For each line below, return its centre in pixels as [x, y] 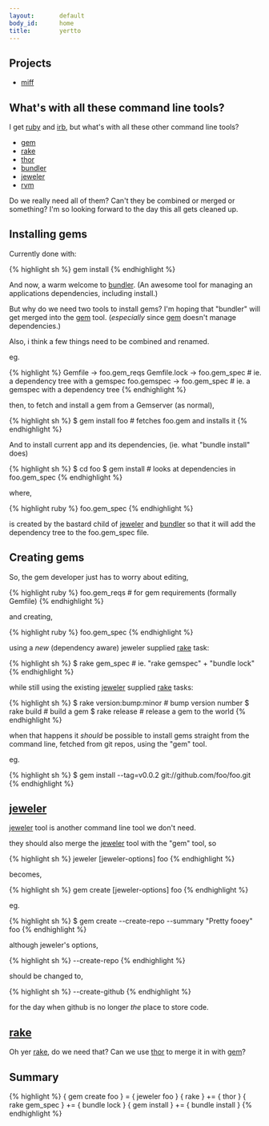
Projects [30, 63]
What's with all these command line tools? [117, 108]
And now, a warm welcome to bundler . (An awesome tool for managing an [131, 285]
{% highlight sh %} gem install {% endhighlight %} [92, 269]
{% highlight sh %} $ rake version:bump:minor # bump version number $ [129, 703]
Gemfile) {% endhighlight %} [56, 601]
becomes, [26, 874]
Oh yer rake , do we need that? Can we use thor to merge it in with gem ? [128, 1052]
